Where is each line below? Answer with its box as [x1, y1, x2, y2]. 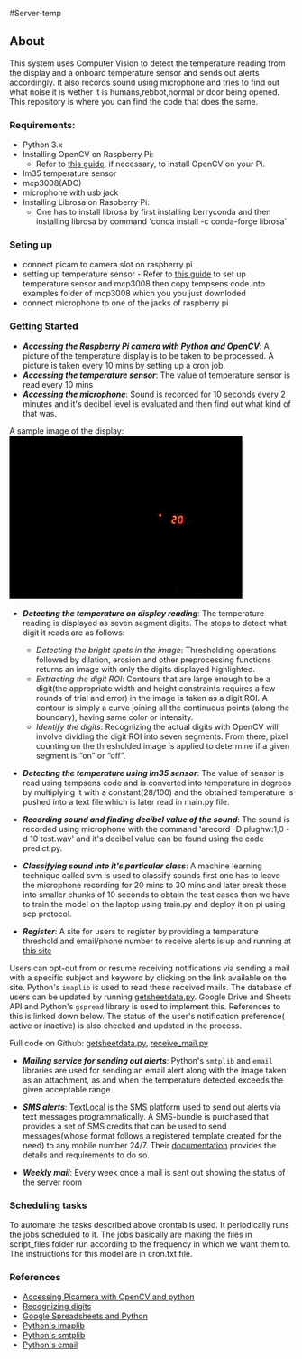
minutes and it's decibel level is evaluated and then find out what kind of [22, 398, 291, 409]
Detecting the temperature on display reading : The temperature [22, 607, 264, 618]
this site [22, 944, 52, 956]
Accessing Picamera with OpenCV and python [22, 1291, 196, 1302]
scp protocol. [22, 908, 72, 919]
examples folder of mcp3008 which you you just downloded [22, 288, 246, 299]
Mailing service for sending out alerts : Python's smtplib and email [22, 1054, 273, 1065]
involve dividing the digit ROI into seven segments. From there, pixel [35, 731, 288, 742]
